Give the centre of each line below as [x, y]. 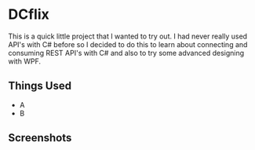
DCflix [29, 15]
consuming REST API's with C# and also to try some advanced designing [126, 53]
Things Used [40, 86]
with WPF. [25, 61]
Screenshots [40, 138]
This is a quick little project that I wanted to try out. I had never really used [128, 36]
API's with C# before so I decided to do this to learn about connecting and [128, 44]
